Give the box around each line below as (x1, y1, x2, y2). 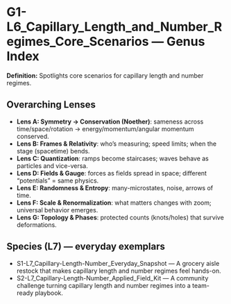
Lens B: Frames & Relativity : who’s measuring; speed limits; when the (16, 140, 216, 148)
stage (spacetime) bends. (16, 146, 90, 155)
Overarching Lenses (6, 99, 96, 111)
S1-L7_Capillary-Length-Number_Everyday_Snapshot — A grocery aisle (16, 259, 220, 267)
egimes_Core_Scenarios (6, 34, 149, 49)
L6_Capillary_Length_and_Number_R (6, 19, 223, 35)
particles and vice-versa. (16, 161, 88, 170)
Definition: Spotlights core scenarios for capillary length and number (6, 71, 204, 80)
